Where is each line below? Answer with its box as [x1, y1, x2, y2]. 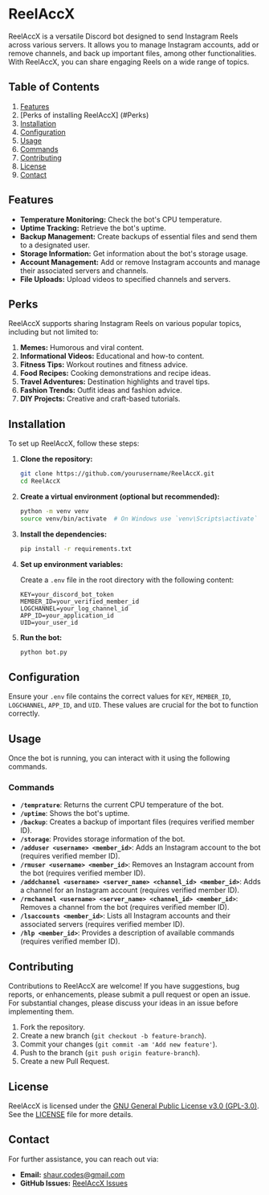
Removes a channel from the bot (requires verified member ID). [19, 903, 230, 912]
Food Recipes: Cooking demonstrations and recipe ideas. [19, 369, 211, 378]
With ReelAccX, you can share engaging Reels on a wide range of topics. [8, 57, 250, 67]
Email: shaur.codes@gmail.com [19, 1169, 125, 1179]
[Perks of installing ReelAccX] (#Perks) [19, 110, 149, 120]
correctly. [8, 708, 40, 719]
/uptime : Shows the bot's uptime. [19, 809, 130, 818]
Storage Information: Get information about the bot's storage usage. [19, 248, 248, 258]
